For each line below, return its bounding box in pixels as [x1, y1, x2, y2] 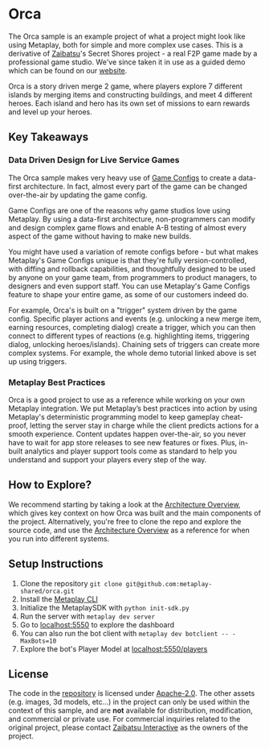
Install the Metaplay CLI [19, 594, 99, 604]
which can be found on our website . [8, 65, 128, 75]
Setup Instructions [8, 557, 104, 571]
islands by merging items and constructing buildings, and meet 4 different [8, 89, 253, 99]
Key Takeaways [8, 130, 89, 144]
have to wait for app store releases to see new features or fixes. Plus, [8, 437, 238, 447]
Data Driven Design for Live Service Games [8, 155, 180, 166]
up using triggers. [8, 356, 67, 366]
